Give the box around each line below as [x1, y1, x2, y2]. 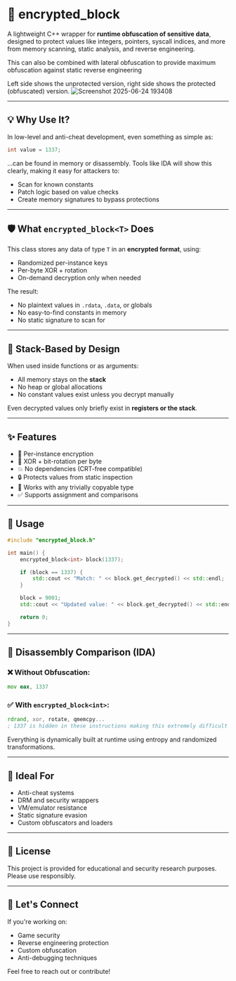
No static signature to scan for [17, 316, 105, 325]
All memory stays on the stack [17, 375, 107, 384]
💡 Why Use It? [7, 114, 70, 126]
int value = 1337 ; [7, 146, 61, 154]
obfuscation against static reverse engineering [7, 65, 143, 74]
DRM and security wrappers [17, 796, 99, 805]
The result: [7, 287, 39, 296]
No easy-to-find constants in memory [17, 308, 127, 317]
